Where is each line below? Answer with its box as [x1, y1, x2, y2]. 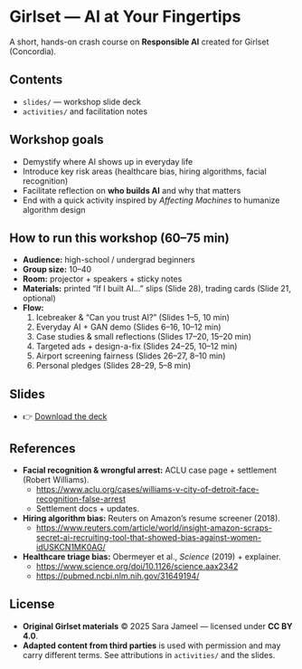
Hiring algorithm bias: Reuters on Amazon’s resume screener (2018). [22, 513, 280, 523]
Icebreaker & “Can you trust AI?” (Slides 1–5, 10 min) [35, 312, 231, 323]
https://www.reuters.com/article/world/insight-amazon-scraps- [35, 522, 273, 533]
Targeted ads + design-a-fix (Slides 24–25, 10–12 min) [35, 341, 238, 352]
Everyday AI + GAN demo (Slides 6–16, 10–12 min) [35, 321, 222, 332]
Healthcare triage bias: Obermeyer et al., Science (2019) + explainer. [22, 551, 282, 562]
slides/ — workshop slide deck [22, 96, 142, 107]
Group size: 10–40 [22, 264, 92, 275]
